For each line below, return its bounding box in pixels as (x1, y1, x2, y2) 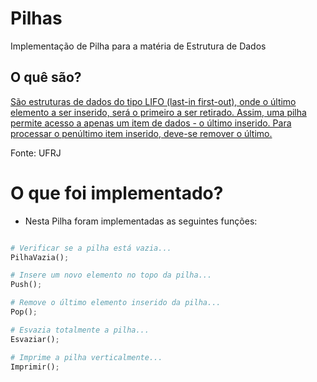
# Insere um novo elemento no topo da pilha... (10, 270, 213, 281)
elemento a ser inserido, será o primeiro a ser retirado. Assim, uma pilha (10, 106, 307, 118)
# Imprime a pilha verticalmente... (10, 352, 163, 362)
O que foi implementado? (10, 182, 224, 204)
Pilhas (10, 7, 63, 30)
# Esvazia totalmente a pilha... (10, 325, 150, 335)
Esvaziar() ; (10, 334, 60, 344)
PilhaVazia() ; (10, 252, 70, 262)
